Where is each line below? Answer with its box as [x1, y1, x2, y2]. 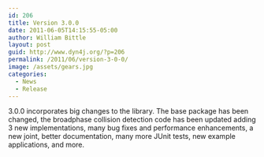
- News [15, 77, 37, 85]
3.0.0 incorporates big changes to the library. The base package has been [8, 107, 249, 116]
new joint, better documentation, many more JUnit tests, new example [8, 132, 236, 141]
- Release [15, 84, 47, 93]
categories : [8, 70, 47, 78]
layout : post [8, 41, 51, 49]
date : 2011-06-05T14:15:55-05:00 [8, 26, 118, 34]
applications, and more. [8, 140, 85, 150]
